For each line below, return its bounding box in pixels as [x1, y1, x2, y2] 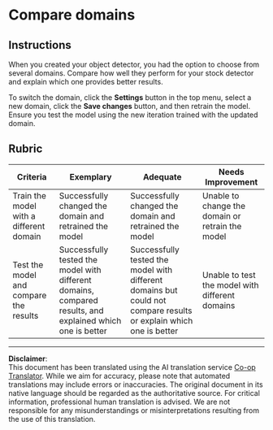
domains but [129, 284, 178, 296]
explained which [58, 315, 122, 326]
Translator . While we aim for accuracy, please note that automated [8, 371, 231, 380]
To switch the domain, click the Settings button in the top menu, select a [8, 93, 252, 102]
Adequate [142, 171, 182, 182]
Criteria [16, 171, 47, 182]
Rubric [8, 142, 43, 156]
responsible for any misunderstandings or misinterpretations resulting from [8, 405, 260, 415]
